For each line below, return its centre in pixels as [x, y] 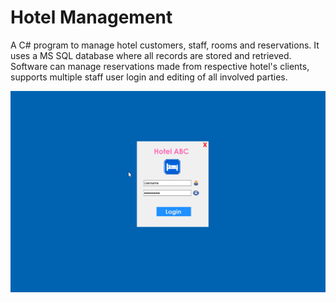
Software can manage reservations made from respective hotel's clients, [160, 66]
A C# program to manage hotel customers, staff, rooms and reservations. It [165, 45]
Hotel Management [91, 17]
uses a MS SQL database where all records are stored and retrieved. [151, 55]
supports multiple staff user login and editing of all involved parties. [149, 77]
